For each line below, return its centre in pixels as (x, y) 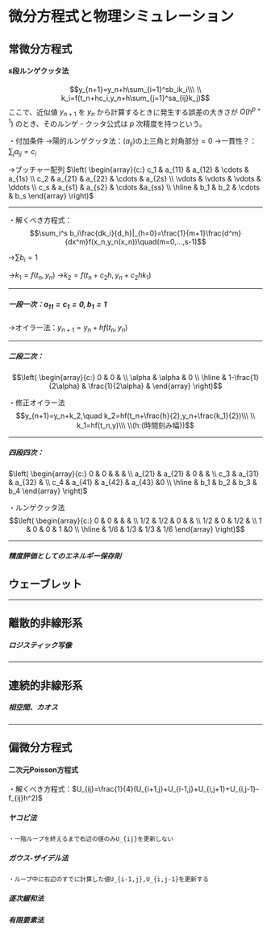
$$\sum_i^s (49, 233)
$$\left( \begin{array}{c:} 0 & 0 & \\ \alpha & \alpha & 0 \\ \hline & (119, 377)
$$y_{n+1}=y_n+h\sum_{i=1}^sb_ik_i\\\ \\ (135, 89)
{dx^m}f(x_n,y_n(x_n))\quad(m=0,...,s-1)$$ (135, 242)
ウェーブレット (45, 584)
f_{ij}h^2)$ (25, 798)
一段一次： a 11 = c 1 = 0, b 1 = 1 (58, 305)
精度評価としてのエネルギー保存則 (65, 556)
